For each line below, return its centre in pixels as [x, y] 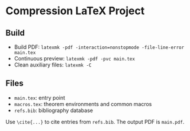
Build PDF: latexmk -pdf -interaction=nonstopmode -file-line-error [99, 47]
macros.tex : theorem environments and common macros [83, 104]
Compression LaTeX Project [75, 11]
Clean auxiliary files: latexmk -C [53, 65]
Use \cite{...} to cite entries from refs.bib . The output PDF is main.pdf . [95, 122]
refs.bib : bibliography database [53, 110]
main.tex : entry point [40, 98]
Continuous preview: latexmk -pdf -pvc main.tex [75, 58]
